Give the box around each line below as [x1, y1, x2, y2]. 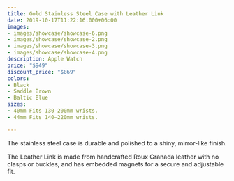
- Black [7, 81, 30, 88]
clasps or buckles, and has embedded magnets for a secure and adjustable [7, 159, 224, 168]
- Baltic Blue [7, 95, 49, 102]
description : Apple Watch [7, 56, 82, 63]
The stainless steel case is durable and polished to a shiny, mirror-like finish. [7, 139, 227, 147]
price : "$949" [7, 62, 49, 69]
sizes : [7, 101, 27, 108]
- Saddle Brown [7, 88, 52, 95]
